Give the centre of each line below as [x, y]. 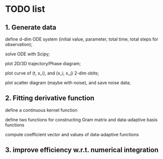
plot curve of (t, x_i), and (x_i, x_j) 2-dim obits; [52, 73]
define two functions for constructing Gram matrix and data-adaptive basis [81, 119]
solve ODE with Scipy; [28, 54]
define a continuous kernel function [41, 110]
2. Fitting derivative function [50, 98]
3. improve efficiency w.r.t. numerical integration [82, 150]
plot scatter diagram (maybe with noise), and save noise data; [68, 83]
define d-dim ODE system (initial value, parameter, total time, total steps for [82, 39]
